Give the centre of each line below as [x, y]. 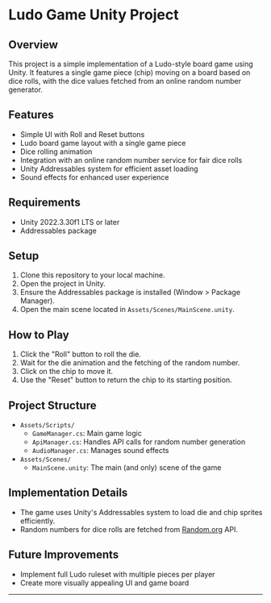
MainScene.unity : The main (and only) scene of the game [127, 468]
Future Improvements [64, 555]
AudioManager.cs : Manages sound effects [100, 451]
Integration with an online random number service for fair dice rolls [131, 160]
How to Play [39, 335]
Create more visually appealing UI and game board [104, 583]
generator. [25, 89]
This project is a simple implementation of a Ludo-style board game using [131, 64]
